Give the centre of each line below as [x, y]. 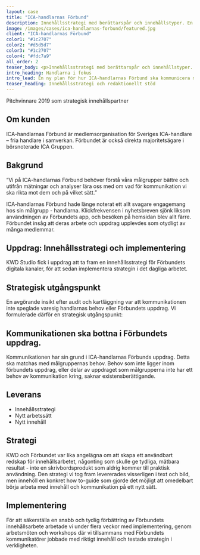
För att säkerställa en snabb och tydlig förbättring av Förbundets [85, 520]
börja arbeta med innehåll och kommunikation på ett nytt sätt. [82, 486]
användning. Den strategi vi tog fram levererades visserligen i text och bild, [98, 474]
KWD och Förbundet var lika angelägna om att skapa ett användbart [90, 455]
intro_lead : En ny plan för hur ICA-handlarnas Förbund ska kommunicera [98, 78]
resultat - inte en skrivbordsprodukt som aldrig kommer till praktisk [88, 468]
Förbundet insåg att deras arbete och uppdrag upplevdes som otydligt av [96, 223]
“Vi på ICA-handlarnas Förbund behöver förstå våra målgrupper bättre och [98, 180]
